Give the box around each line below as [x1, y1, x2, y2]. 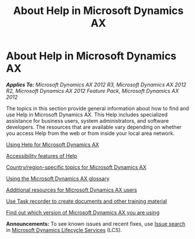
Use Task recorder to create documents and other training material [6, 198, 167, 205]
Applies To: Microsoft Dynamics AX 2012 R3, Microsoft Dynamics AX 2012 [6, 81, 187, 88]
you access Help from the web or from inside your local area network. [6, 130, 175, 137]
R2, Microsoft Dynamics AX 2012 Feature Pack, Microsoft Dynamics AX [6, 87, 179, 94]
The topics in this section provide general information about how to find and [6, 105, 189, 112]
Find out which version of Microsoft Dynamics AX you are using [6, 209, 160, 216]
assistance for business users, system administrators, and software [6, 117, 169, 124]
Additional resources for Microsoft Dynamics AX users [6, 186, 138, 193]
